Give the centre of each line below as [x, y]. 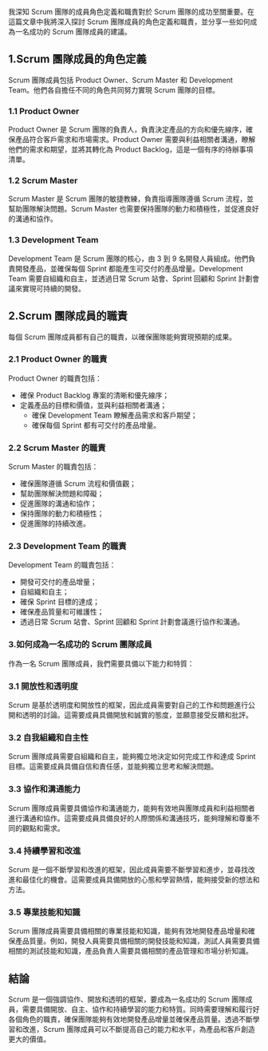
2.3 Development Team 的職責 [67, 547]
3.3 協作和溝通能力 [45, 789]
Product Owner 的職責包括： [55, 378]
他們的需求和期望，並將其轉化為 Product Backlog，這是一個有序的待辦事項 [131, 149]
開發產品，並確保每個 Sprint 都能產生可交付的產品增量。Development [129, 268]
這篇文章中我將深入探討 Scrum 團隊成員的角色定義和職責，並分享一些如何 [129, 22]
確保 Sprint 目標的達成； [59, 602]
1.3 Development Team [53, 240]
